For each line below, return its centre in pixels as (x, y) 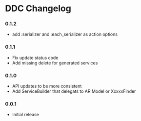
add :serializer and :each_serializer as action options (65, 34)
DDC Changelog (38, 9)
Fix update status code (35, 58)
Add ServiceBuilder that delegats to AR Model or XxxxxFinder (74, 91)
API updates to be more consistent (47, 86)
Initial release (25, 115)
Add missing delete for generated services (55, 63)
